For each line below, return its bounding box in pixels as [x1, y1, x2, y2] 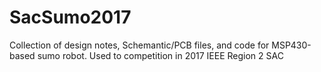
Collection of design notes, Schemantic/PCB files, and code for [9, 39, 270, 51]
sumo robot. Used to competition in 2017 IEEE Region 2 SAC [37, 49, 284, 61]
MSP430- [271, 39, 312, 51]
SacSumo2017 [9, 6, 132, 29]
